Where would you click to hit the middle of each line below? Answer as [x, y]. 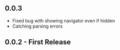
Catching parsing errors [37, 26]
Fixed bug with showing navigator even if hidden [64, 20]
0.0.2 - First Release [38, 42]
